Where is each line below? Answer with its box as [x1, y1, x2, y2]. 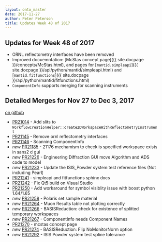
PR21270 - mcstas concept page [12, 221, 77, 227]
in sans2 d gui [12, 149, 40, 155]
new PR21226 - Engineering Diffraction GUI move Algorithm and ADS [12, 154, 150, 160]
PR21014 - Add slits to [12, 119, 56, 124]
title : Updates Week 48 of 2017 [5, 20, 70, 26]
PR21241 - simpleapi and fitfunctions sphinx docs [12, 174, 110, 180]
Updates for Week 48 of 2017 [5, 38, 95, 47]
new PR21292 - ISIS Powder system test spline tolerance [12, 231, 125, 237]
